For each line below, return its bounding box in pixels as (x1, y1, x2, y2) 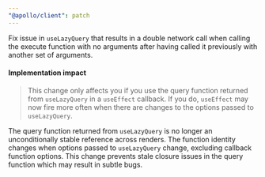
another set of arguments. (8, 50, 93, 59)
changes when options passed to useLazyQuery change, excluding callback (8, 143, 252, 153)
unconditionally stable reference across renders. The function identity (8, 134, 236, 144)
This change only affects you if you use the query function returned (27, 85, 248, 95)
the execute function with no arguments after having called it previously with (8, 41, 258, 51)
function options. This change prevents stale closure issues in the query (8, 151, 244, 160)
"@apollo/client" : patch (8, 11, 90, 20)
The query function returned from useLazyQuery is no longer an (8, 126, 213, 135)
